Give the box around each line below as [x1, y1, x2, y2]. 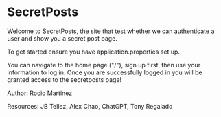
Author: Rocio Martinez [7, 89, 73, 97]
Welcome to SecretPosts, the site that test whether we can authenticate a [7, 27, 215, 35]
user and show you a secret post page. [7, 34, 118, 42]
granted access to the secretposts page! [7, 75, 122, 83]
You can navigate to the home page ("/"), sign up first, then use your [7, 61, 201, 69]
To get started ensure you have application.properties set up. [7, 47, 181, 56]
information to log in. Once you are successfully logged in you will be [7, 68, 202, 76]
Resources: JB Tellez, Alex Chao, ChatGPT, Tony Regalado [7, 102, 173, 110]
